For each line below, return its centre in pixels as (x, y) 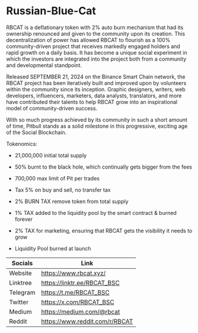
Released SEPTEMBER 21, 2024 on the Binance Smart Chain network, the (96, 77)
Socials (22, 263)
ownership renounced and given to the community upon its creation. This (96, 33)
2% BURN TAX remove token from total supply (71, 201)
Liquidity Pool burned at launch (53, 248)
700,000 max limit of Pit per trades (57, 178)
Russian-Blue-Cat (51, 11)
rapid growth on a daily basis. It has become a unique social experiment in (97, 52)
